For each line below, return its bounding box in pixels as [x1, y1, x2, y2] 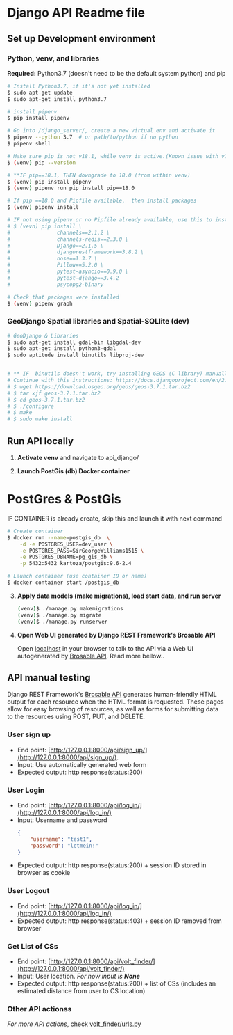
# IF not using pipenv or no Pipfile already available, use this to [7, 216, 213, 223]
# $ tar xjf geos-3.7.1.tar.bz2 [7, 390, 101, 397]
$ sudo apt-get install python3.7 [7, 95, 107, 102]
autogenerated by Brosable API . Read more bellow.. [17, 651, 164, 660]
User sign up [7, 729, 51, 739]
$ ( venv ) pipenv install [7, 204, 79, 211]
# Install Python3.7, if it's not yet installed [7, 82, 150, 90]
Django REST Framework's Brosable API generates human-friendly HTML [7, 690, 217, 699]
